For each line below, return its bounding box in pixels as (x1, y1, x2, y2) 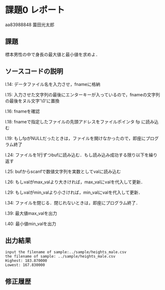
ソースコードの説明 (5, 67, 63, 76)
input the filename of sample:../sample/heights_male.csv (5, 250, 127, 255)
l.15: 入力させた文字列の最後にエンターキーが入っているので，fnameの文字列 (5, 91, 160, 97)
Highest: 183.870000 (5, 259, 48, 263)
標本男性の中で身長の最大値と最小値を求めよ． (5, 51, 100, 57)
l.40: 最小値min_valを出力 (5, 221, 57, 227)
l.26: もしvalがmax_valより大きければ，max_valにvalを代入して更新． (5, 179, 145, 185)
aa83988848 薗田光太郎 (5, 22, 55, 28)
